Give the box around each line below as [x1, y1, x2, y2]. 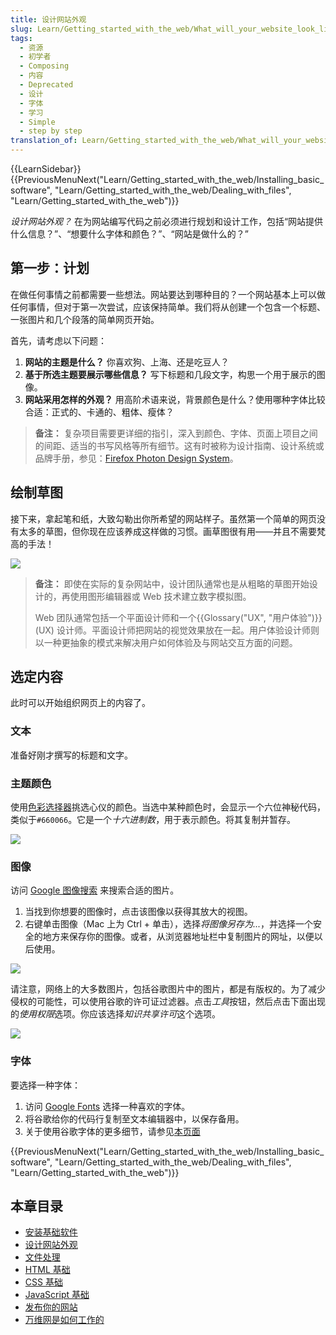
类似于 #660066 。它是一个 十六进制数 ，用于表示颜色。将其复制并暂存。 [10, 814, 297, 826]
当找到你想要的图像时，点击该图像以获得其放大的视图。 [24, 906, 253, 918]
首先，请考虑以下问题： [10, 334, 107, 346]
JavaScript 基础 [24, 1289, 90, 1301]
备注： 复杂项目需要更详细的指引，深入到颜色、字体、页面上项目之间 [34, 427, 318, 439]
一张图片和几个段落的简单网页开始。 [10, 313, 160, 325]
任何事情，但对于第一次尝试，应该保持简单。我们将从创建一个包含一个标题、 [10, 301, 326, 313]
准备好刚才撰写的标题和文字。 [10, 749, 133, 761]
